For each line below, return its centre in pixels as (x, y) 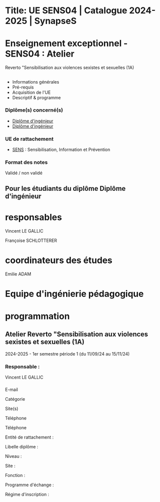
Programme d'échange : (29, 485)
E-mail (12, 390)
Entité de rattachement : (29, 437)
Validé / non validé (24, 173)
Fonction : (15, 475)
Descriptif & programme (37, 97)
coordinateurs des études (59, 260)
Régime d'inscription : (27, 495)
